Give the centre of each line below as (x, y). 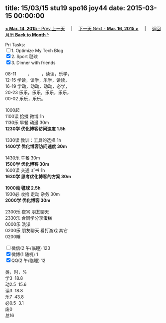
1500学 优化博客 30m (27, 164)
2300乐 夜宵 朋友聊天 (27, 212)
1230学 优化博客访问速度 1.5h (36, 129)
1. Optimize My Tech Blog (38, 50)
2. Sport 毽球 (25, 56)
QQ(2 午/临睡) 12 (29, 260)
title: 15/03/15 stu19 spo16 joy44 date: (65, 8)
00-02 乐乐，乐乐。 (25, 98)
